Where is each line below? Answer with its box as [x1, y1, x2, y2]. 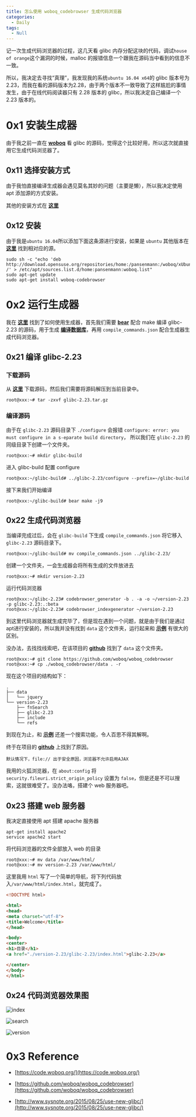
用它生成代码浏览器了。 [6, 147, 62, 154]
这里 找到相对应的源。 [6, 244, 59, 252]
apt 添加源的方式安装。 [6, 189, 61, 196]
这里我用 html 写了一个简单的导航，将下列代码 [6, 873, 117, 880]
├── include [16, 715, 45, 721]
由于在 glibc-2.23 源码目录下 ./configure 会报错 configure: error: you [6, 426, 180, 433]
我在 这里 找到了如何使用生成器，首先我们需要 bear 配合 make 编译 [6, 319, 167, 326]
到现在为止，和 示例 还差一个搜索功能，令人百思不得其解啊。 [6, 731, 152, 738]
